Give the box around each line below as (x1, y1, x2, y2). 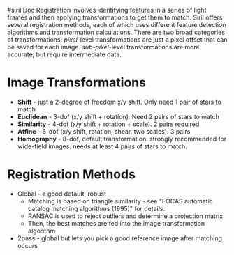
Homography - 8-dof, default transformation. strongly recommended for (17, 134, 227, 143)
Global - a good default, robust (17, 190, 107, 198)
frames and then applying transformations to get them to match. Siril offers (7, 13, 223, 22)
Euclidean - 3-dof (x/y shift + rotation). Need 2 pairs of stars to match (17, 112, 220, 121)
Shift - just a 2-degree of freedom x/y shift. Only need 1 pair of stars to (17, 98, 221, 106)
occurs (17, 241, 38, 249)
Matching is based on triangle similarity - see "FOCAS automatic (27, 196, 213, 205)
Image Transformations (7, 75, 147, 91)
